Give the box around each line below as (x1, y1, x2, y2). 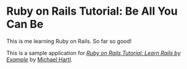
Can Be (6, 17, 44, 31)
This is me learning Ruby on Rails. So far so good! (6, 37, 132, 45)
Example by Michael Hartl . (6, 56, 73, 63)
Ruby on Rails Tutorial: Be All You (6, 4, 178, 18)
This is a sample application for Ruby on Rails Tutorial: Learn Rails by (6, 49, 181, 56)
